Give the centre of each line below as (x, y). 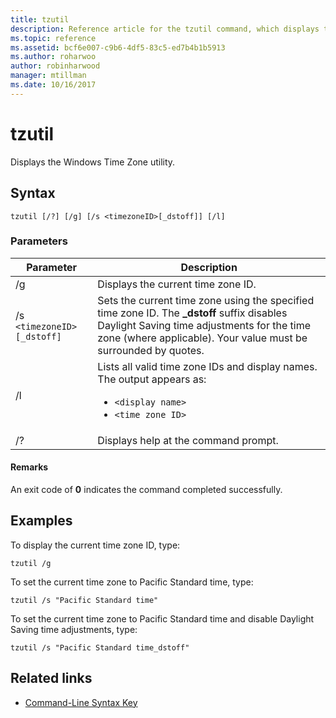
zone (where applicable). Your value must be (202, 338)
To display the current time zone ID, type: (95, 545)
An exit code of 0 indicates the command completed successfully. (146, 489)
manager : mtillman (48, 76)
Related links (51, 678)
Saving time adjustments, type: (74, 629)
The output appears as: (152, 379)
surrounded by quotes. (151, 350)
